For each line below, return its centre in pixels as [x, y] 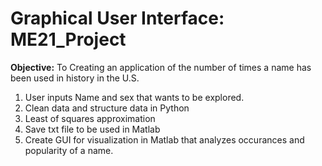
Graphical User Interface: [117, 18]
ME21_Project [68, 39]
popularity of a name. [69, 150]
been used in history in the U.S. [75, 78]
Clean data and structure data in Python [107, 108]
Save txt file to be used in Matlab [92, 129]
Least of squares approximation [90, 118]
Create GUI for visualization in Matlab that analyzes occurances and [164, 139]
